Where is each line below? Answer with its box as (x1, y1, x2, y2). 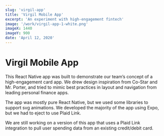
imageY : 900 (5, 31, 30, 36)
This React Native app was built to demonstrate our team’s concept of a (5, 73, 153, 79)
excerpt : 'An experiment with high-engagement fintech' (5, 17, 124, 22)
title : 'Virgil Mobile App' (5, 12, 64, 17)
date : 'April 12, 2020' (5, 36, 55, 41)
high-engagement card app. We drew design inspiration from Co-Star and (5, 79, 157, 85)
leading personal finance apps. (5, 89, 69, 95)
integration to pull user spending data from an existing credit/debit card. (5, 125, 153, 131)
